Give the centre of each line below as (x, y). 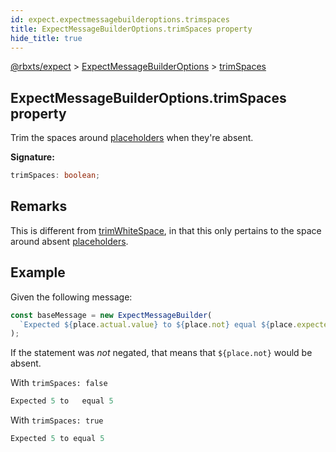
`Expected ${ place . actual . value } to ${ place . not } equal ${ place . (158, 324)
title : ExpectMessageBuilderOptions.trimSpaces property (131, 29)
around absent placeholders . (69, 241)
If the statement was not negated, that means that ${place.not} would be (161, 353)
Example (38, 272)
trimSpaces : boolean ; (55, 176)
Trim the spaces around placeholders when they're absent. (132, 138)
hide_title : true (46, 38)
